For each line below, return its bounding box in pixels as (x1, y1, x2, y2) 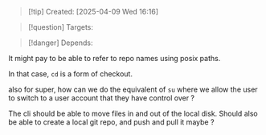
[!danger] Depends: (27, 38, 93, 47)
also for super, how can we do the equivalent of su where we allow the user (8, 84, 259, 94)
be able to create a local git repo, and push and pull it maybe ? (8, 117, 215, 127)
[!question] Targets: (27, 22, 94, 31)
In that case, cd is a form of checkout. (8, 69, 133, 79)
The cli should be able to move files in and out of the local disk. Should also (8, 108, 259, 118)
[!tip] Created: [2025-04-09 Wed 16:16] (27, 7, 159, 16)
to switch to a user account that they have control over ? (8, 93, 195, 103)
